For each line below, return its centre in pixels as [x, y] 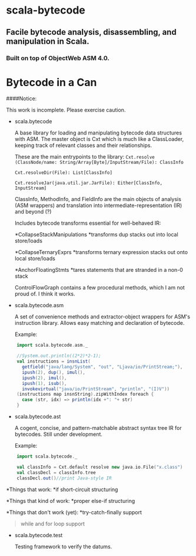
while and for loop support [53, 524]
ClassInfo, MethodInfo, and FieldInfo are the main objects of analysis [98, 199]
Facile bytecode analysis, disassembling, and [91, 32]
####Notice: [21, 98]
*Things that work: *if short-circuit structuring [62, 489]
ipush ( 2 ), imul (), [44, 378]
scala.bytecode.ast [38, 417]
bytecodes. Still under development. [59, 435]
